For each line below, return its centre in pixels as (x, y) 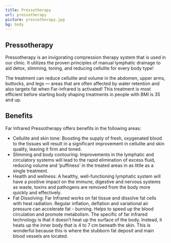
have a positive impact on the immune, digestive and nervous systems (87, 182)
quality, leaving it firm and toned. (47, 149)
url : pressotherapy (26, 15)
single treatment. (30, 171)
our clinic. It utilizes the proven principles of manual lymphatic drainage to (83, 63)
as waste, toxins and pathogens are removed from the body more (81, 187)
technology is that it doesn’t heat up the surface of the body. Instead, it (87, 219)
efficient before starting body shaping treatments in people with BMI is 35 (83, 95)
